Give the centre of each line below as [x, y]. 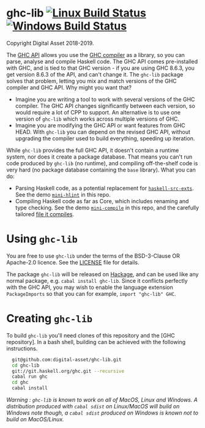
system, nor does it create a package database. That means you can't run [99, 157]
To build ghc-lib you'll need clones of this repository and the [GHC [91, 335]
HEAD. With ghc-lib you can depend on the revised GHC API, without [103, 132]
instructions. [22, 348]
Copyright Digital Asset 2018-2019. [50, 43]
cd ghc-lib [26, 365]
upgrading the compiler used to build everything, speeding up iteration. [105, 138]
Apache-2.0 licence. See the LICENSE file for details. [73, 262]
